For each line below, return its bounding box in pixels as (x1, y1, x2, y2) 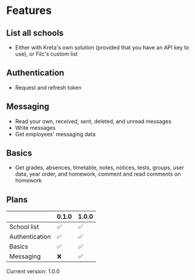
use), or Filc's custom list (15, 50, 78, 58)
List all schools (6, 28, 64, 38)
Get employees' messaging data (15, 130, 96, 138)
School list (9, 222, 39, 231)
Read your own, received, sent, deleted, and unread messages (15, 118, 171, 125)
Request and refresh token (15, 84, 82, 91)
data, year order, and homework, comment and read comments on (15, 170, 181, 178)
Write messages (15, 124, 56, 131)
